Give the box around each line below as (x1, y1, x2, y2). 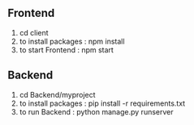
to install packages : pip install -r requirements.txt (19, 98, 186, 108)
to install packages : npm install (19, 36, 125, 46)
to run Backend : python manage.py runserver (19, 106, 174, 116)
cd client (19, 27, 50, 37)
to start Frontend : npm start (19, 44, 114, 55)
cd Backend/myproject (19, 90, 96, 99)
